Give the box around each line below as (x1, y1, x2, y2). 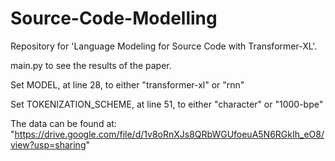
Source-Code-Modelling (10, 7, 218, 30)
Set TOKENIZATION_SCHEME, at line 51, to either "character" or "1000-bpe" (10, 98, 324, 110)
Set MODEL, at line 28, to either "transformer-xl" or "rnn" (10, 78, 245, 91)
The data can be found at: (10, 117, 117, 129)
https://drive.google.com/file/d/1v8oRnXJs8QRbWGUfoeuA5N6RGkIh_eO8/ (14, 128, 325, 140)
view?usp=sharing (10, 138, 87, 151)
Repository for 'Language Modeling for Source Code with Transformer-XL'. (10, 40, 318, 52)
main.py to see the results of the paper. (10, 59, 172, 71)
